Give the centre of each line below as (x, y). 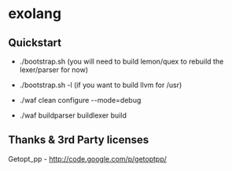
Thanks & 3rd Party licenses (79, 140)
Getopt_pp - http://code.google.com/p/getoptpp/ (88, 158)
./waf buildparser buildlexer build (73, 115)
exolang (35, 14)
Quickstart (35, 43)
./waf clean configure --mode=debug (80, 100)
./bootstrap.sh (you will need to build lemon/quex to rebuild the (122, 61)
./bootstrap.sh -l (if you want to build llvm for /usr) (101, 85)
